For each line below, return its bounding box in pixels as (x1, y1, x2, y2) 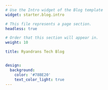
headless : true (5, 26, 38, 31)
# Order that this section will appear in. (5, 35, 99, 41)
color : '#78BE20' (14, 72, 51, 77)
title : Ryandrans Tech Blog (5, 49, 65, 54)
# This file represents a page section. (5, 21, 92, 26)
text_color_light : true (14, 77, 65, 82)
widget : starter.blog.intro (5, 12, 65, 17)
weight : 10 (5, 40, 28, 45)
